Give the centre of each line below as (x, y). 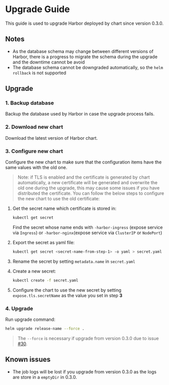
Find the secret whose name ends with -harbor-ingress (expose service (88, 227)
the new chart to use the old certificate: (59, 199)
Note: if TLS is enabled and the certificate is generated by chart (84, 177)
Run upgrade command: (30, 319)
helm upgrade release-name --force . (45, 328)
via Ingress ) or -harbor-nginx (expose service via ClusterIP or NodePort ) (87, 233)
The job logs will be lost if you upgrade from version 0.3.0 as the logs (84, 371)
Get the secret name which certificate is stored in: (65, 208)
